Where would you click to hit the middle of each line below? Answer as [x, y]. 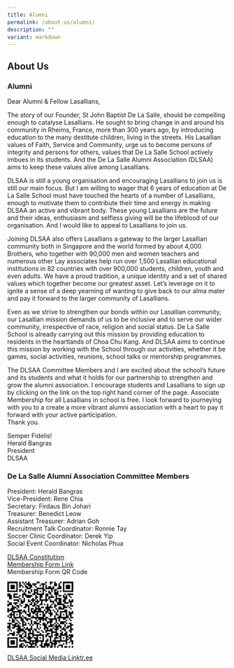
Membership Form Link [41, 564]
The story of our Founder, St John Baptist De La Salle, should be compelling [116, 115]
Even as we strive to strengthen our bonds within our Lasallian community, [114, 312]
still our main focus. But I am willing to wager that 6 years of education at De [117, 188]
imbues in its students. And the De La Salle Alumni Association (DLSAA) [110, 159]
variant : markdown [34, 37]
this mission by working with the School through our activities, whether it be [116, 349]
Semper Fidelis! [30, 436]
